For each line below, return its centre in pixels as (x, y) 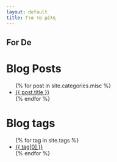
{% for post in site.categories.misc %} (63, 86)
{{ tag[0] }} (29, 147)
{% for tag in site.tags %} (47, 140)
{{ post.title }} (32, 92)
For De (19, 42)
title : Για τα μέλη (31, 18)
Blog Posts (34, 69)
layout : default (27, 12)
